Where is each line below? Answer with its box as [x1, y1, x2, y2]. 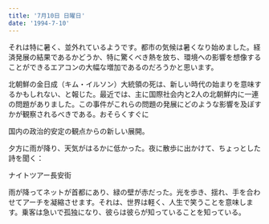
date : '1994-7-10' [8, 19, 70, 27]
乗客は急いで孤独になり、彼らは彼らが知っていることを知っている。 [21, 207, 247, 217]
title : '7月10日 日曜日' [8, 11, 86, 20]
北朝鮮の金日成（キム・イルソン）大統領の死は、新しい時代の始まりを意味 [8, 79, 255, 89]
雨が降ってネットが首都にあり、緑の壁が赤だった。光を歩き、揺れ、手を [8, 187, 247, 197]
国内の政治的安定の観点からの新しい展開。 [8, 126, 149, 136]
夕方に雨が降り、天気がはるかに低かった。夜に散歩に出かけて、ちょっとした [8, 143, 261, 153]
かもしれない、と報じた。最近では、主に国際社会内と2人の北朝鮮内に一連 [14, 89, 259, 98]
